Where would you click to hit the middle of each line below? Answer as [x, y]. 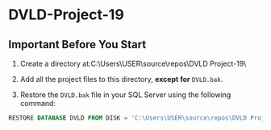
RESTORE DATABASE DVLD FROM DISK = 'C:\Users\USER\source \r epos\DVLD [128, 118]
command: [38, 103]
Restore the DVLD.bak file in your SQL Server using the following [125, 95]
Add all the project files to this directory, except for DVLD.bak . [121, 79]
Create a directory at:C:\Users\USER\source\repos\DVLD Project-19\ [133, 63]
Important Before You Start [77, 45]
